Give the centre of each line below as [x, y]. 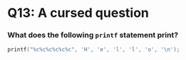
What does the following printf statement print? [93, 35]
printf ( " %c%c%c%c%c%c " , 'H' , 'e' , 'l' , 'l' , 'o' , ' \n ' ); [94, 50]
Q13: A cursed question [78, 13]
